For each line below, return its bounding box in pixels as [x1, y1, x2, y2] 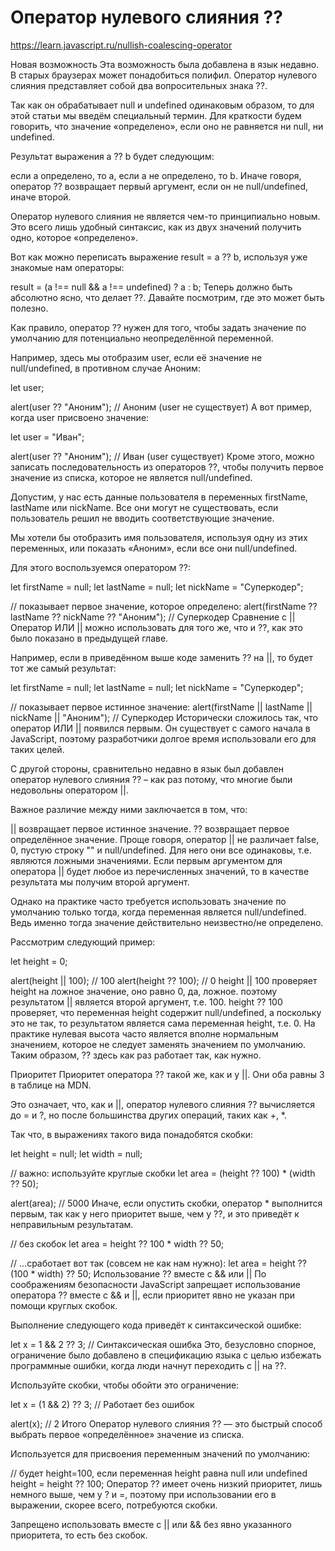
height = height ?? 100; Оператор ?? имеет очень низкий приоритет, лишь [10, 1477, 323, 1490]
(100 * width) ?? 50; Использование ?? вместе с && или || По [10, 1267, 267, 1280]
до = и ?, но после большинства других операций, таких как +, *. [10, 1109, 288, 1121]
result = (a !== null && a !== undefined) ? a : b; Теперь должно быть [10, 281, 293, 293]
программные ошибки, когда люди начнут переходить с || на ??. [10, 1359, 287, 1371]
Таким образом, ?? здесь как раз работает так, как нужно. [10, 1049, 262, 1061]
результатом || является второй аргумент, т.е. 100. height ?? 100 [10, 996, 283, 1008]
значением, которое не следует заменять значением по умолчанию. [10, 1038, 307, 1050]
